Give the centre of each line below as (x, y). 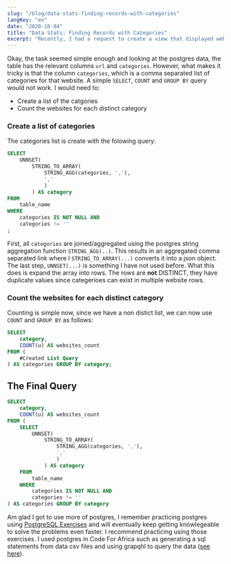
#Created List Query (49, 358)
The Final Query (42, 386)
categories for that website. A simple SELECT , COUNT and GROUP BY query (107, 80)
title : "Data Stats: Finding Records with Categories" (87, 33)
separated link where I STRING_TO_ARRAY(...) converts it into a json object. (112, 258)
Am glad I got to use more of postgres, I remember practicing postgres (107, 517)
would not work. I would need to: (54, 88)
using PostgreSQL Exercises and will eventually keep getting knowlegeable (113, 524)
